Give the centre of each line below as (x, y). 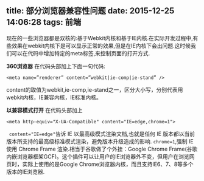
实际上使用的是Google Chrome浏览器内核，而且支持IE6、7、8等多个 (108, 164)
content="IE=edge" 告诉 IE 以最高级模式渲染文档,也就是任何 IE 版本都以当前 (102, 134)
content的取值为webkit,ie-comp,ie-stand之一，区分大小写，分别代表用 (95, 89)
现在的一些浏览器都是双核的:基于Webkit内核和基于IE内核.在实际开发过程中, (100, 38)
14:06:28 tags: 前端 (44, 22)
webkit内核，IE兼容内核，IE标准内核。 (54, 97)
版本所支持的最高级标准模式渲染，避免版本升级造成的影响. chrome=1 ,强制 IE (100, 141)
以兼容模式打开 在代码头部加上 (44, 110)
